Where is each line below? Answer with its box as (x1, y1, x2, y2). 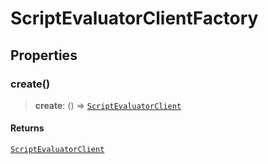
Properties (10, 47, 78, 64)
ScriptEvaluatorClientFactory (10, 7, 259, 30)
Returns (10, 122, 45, 134)
